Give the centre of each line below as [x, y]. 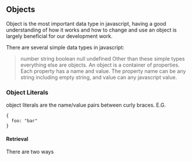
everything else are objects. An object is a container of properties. [100, 65]
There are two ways [30, 152]
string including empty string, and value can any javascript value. [99, 77]
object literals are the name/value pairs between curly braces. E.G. [86, 105]
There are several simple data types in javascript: [65, 47]
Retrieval [17, 139]
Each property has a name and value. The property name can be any [103, 71]
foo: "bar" [25, 121]
